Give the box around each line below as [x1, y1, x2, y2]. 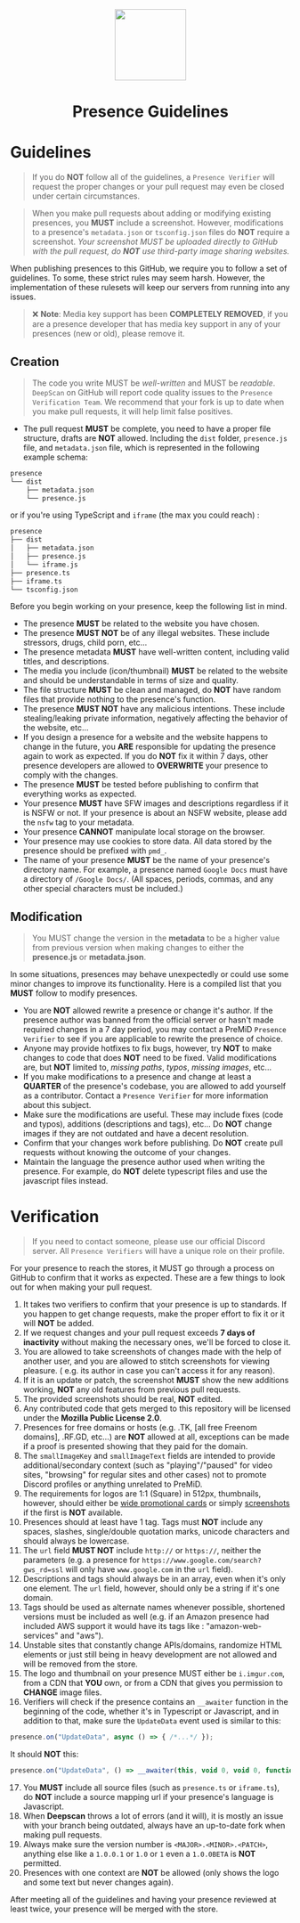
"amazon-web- [206, 1621, 262, 1632]
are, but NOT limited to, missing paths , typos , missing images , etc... [22, 1062, 272, 1072]
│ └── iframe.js [10, 560, 78, 569]
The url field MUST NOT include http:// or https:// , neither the [22, 1545, 262, 1556]
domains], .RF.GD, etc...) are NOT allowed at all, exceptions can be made [22, 1431, 290, 1442]
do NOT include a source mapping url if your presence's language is [22, 1791, 274, 1802]
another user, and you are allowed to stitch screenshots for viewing [22, 1356, 271, 1366]
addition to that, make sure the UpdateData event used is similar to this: [22, 1715, 281, 1726]
